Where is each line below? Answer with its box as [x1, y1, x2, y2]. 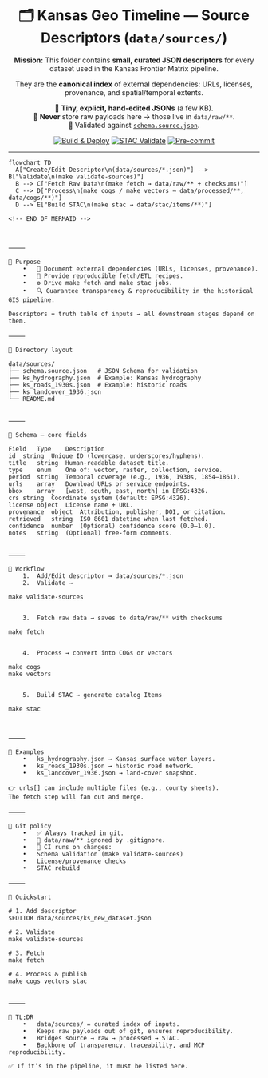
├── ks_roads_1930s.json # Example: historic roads [8, 381, 187, 389]
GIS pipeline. [8, 295, 56, 304]
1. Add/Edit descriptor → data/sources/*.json [22, 571, 183, 580]
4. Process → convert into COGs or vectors [22, 649, 173, 657]
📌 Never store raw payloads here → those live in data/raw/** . [33, 111, 235, 121]
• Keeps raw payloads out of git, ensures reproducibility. [22, 1027, 234, 1035]
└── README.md [8, 395, 56, 403]
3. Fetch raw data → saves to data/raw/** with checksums [22, 614, 223, 622]
